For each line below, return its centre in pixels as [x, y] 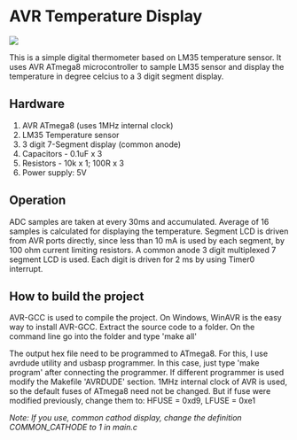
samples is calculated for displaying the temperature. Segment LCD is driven [149, 231]
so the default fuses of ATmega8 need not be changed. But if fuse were [140, 391]
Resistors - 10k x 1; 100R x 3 [73, 163]
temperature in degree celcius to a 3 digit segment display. [117, 76]
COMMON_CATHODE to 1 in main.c [73, 428]
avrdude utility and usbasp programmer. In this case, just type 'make [134, 363]
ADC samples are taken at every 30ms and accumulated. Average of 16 [139, 221]
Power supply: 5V [54, 172]
